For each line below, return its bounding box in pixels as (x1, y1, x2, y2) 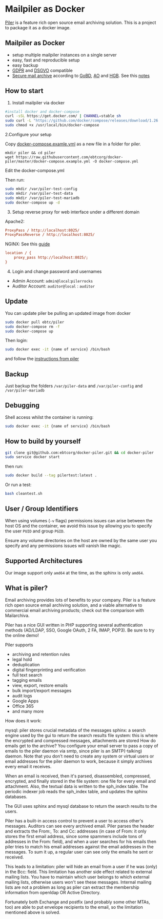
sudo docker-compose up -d (5, 200, 60, 205)
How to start (5, 87, 43, 95)
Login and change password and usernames (12, 268, 102, 274)
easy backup (12, 62, 39, 68)
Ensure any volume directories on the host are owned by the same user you (5, 537, 157, 543)
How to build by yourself (5, 437, 81, 446)
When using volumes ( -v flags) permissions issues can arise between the (5, 517, 153, 523)
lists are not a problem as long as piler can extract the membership (5, 884, 140, 890)
